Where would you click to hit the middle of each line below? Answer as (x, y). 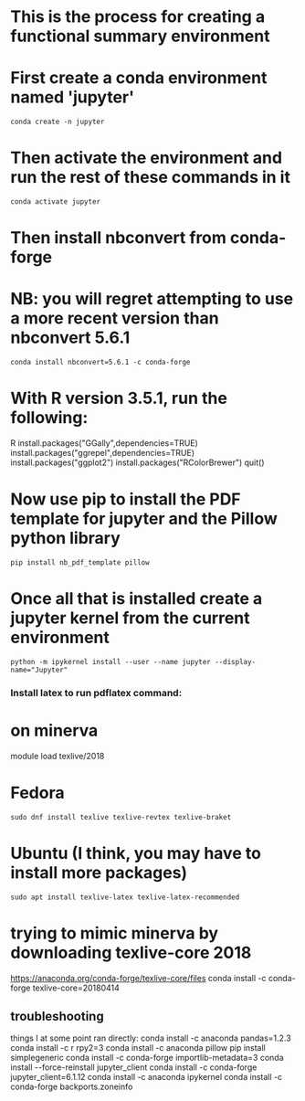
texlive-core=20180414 (76, 988)
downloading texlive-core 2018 (131, 953)
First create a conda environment (139, 78)
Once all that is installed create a (137, 599)
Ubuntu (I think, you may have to (136, 853)
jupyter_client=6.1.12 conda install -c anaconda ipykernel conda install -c (146, 1077)
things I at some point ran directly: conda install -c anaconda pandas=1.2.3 (151, 1038)
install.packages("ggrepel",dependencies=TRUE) (103, 453)
